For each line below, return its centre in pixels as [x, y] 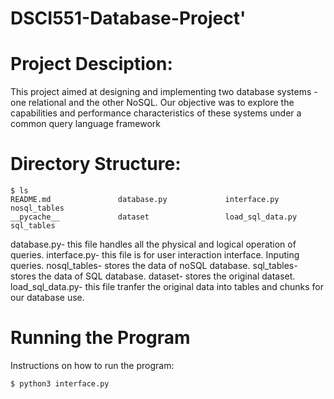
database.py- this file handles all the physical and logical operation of [153, 244]
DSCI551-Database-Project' [128, 18]
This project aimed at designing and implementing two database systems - [164, 92]
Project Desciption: [91, 64]
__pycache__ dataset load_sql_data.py [154, 217]
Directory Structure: [96, 164]
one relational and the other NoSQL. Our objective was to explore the [152, 103]
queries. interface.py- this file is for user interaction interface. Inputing [155, 255]
